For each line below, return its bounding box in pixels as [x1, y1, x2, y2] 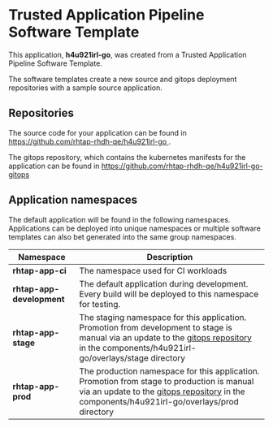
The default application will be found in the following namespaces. [8, 214, 231, 224]
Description [146, 251, 193, 262]
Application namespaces [8, 193, 138, 207]
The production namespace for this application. [79, 365, 260, 377]
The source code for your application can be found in [8, 128, 187, 137]
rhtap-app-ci [12, 265, 67, 276]
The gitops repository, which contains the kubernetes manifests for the [8, 152, 246, 162]
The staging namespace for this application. [79, 311, 247, 322]
